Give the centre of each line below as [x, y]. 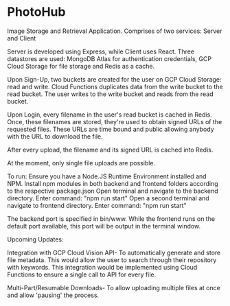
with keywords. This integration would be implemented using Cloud [102, 267]
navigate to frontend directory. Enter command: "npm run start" [97, 205]
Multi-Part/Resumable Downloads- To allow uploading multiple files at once [114, 287]
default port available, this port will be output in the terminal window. [104, 226]
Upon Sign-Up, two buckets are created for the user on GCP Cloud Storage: [114, 79]
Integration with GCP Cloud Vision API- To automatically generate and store [114, 252]
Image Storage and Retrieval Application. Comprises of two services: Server [115, 31]
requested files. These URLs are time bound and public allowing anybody [111, 129]
